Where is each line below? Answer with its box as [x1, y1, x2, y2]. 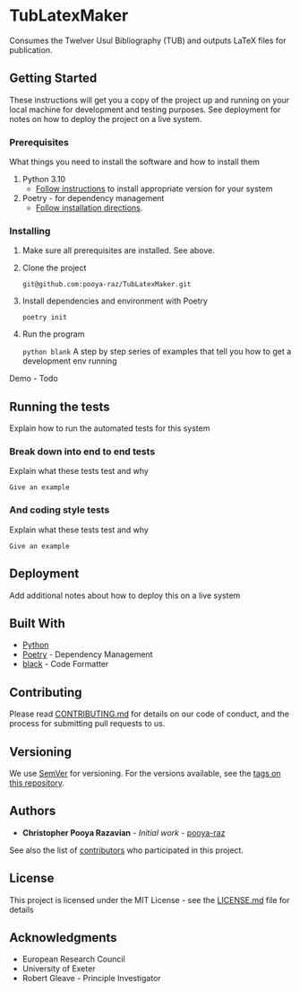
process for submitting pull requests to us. [9, 718, 166, 729]
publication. [9, 44, 53, 55]
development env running [21, 356, 117, 366]
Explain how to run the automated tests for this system [9, 423, 210, 434]
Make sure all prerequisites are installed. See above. [21, 245, 215, 256]
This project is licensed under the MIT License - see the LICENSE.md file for [9, 894, 290, 905]
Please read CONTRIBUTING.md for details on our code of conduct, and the [9, 708, 289, 719]
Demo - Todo [9, 373, 58, 384]
